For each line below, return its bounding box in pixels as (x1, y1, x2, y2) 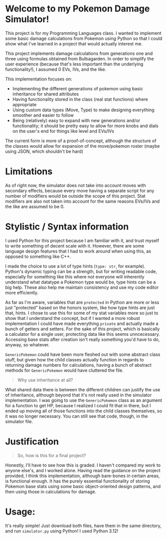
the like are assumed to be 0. (5, 203, 65, 210)
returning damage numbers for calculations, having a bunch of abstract (5, 362, 152, 368)
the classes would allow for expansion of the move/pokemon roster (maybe (5, 143, 160, 149)
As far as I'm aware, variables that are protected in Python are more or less (5, 299, 160, 305)
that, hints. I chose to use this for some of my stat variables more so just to (5, 310, 159, 316)
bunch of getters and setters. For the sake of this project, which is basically (5, 325, 160, 332)
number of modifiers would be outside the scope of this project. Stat (5, 193, 146, 199)
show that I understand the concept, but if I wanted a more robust (5, 315, 141, 321)
